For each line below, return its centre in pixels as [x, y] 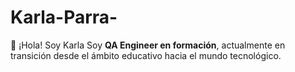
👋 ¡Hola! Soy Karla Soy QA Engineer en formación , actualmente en [148, 45]
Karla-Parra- [64, 17]
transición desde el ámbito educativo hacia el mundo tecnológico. [146, 55]
